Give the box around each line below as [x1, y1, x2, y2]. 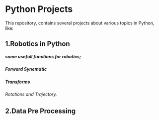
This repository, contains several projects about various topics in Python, [5, 20, 155, 26]
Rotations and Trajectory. [5, 91, 57, 98]
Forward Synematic [5, 66, 47, 72]
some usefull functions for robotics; [5, 53, 81, 59]
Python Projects [5, 3, 73, 15]
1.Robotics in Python [5, 40, 71, 48]
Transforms [5, 79, 30, 85]
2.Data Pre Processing [5, 107, 76, 115]
